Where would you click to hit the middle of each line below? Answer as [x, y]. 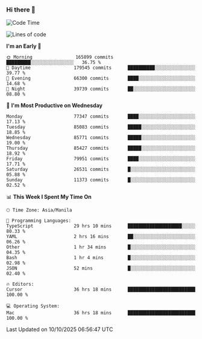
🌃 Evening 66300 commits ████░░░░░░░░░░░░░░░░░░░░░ [101, 79]
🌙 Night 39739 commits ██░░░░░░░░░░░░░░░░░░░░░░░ [101, 89]
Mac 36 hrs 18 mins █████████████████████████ [101, 313]
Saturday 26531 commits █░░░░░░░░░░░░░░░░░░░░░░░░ [101, 169]
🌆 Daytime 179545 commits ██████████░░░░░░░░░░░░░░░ [101, 68]
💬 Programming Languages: [39, 221]
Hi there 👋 [21, 10]
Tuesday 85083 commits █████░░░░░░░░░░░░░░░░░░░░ [101, 127]
